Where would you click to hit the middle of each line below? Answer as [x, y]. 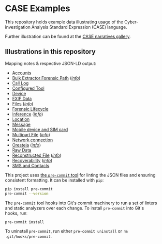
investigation [18, 27]
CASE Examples [38, 8]
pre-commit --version [27, 194]
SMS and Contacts [31, 165]
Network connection [32, 140]
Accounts [22, 73]
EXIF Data [22, 98]
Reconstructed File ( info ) [37, 155]
